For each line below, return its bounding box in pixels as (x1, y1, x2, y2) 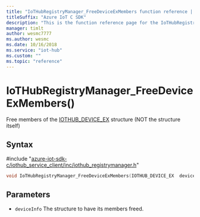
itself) (6, 122, 21, 129)
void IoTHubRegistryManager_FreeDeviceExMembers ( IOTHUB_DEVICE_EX (6, 173, 174, 179)
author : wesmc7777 (6, 31, 52, 37)
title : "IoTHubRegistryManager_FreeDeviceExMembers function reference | (6, 8, 193, 15)
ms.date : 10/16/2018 (6, 42, 58, 48)
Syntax (6, 139, 33, 149)
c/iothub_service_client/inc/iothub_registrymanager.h (6, 161, 137, 169)
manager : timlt (6, 25, 44, 31)
